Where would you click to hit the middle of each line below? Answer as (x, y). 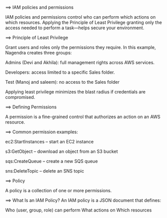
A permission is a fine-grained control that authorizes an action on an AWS (83, 117)
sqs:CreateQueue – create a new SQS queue (52, 161)
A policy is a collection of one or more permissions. (59, 190)
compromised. (20, 97)
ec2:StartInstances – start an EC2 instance (50, 142)
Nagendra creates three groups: (39, 53)
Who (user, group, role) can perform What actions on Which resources (79, 210)
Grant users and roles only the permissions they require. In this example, (81, 47)
